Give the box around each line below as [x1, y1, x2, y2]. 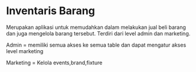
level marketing [6, 47, 44, 54]
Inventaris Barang [6, 4, 96, 18]
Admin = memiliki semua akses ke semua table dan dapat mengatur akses [6, 41, 187, 48]
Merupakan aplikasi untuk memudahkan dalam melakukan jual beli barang [6, 24, 186, 31]
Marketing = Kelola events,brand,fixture [6, 59, 103, 66]
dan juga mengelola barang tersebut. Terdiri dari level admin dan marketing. [6, 30, 191, 37]
